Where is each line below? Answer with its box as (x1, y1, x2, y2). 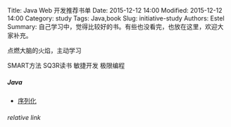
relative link (7, 113, 41, 121)
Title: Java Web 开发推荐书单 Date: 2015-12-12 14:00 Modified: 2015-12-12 (7, 6, 223, 14)
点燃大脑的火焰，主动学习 (7, 47, 82, 54)
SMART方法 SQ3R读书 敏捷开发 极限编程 (7, 61, 125, 69)
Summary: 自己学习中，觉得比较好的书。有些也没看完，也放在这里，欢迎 (7, 23, 218, 30)
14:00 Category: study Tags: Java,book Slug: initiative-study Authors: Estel (7, 14, 225, 23)
